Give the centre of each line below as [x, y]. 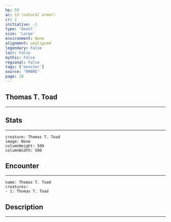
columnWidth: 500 [24, 150]
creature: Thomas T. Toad [33, 137]
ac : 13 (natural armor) [31, 15]
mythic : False [20, 57]
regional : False [22, 62]
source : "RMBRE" [22, 72]
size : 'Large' [20, 34]
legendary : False [24, 48]
